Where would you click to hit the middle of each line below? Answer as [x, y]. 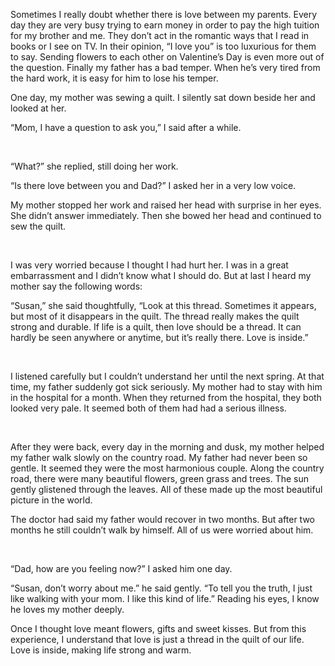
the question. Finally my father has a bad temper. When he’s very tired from [165, 67]
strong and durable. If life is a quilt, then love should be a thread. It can [156, 327]
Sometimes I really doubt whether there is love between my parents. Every [164, 14]
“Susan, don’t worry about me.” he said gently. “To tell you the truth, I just [161, 588]
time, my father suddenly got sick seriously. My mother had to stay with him [166, 387]
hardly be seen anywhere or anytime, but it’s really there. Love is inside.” [159, 337]
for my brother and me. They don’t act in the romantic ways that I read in [160, 35]
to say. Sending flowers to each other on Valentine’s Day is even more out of [167, 57]
